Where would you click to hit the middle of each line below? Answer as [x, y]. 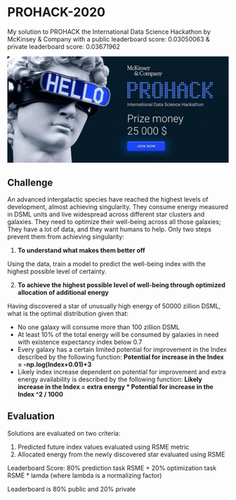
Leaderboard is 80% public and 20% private [72, 489]
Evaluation [31, 416]
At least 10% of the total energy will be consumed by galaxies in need [118, 335]
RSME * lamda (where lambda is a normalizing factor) [85, 475]
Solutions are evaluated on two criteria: [64, 433]
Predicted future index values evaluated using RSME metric [103, 447]
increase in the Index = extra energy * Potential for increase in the [115, 387]
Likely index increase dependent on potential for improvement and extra [122, 372]
